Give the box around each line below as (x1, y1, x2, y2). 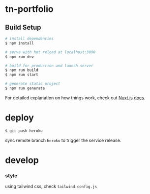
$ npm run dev (5, 54, 34, 59)
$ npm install (5, 40, 34, 45)
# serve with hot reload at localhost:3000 (5, 49, 96, 55)
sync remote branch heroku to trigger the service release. (5, 137, 121, 143)
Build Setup (5, 23, 41, 32)
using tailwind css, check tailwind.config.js (5, 184, 97, 190)
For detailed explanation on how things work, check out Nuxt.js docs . (5, 95, 146, 101)
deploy (5, 112, 34, 123)
